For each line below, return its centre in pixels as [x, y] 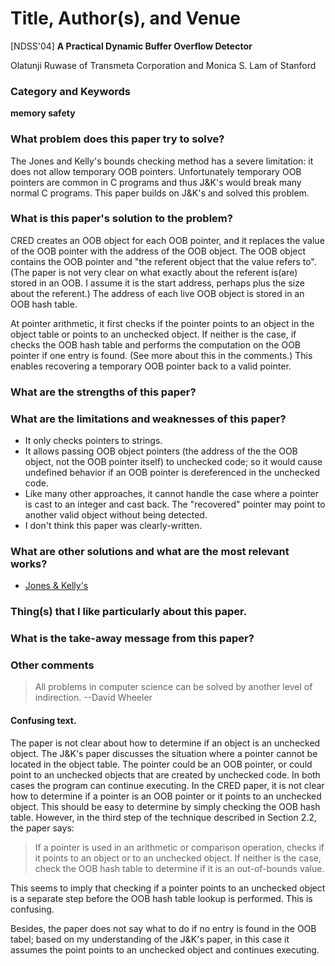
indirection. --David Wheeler [93, 698]
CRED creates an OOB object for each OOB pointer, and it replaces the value [167, 240]
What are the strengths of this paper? [103, 392]
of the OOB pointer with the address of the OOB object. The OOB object [158, 251]
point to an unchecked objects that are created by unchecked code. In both [165, 774]
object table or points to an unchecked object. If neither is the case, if [153, 334]
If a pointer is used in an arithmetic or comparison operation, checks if [179, 847]
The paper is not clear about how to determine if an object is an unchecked [165, 743]
